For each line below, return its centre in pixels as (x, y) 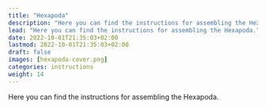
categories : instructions (51, 67)
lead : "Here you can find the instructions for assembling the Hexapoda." (134, 30)
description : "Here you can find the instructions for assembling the (127, 23)
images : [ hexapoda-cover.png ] (58, 60)
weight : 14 (26, 74)
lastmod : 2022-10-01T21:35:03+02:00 (68, 45)
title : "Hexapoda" (38, 15)
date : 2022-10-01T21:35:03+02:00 (63, 38)
